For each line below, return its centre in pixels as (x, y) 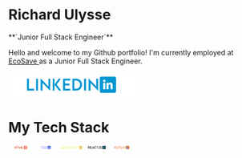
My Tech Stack (59, 127)
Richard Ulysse (60, 15)
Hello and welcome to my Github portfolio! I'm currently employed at (121, 52)
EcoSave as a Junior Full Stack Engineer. (75, 61)
